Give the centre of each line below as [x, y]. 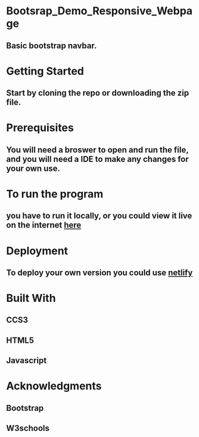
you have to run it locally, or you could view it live [99, 216]
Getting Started [45, 71]
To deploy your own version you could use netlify [99, 272]
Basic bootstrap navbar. [52, 46]
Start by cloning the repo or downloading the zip [98, 93]
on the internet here [44, 225]
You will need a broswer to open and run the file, [97, 150]
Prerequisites [40, 128]
